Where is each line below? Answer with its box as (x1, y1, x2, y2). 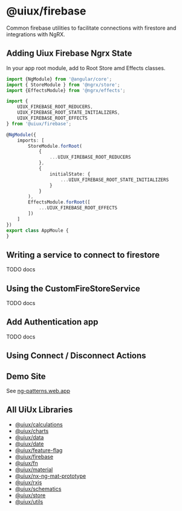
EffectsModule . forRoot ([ (28, 199, 91, 205)
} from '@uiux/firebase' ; (6, 120, 71, 127)
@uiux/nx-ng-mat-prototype (15, 472, 86, 480)
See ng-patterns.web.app (6, 387, 71, 395)
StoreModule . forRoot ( (28, 143, 83, 149)
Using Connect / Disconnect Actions (6, 351, 146, 361)
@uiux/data (15, 434, 44, 441)
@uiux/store (15, 492, 46, 499)
